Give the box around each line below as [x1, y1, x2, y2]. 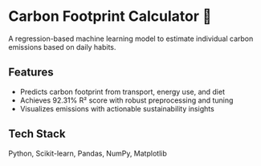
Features [8, 66, 54, 79]
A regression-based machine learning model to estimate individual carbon [8, 34, 254, 43]
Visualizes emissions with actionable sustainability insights [19, 103, 214, 113]
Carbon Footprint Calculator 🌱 [8, 7, 212, 26]
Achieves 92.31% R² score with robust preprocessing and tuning [19, 95, 234, 105]
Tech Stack [8, 128, 66, 141]
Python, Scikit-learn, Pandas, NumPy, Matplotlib [8, 148, 167, 158]
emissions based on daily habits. [8, 42, 116, 51]
